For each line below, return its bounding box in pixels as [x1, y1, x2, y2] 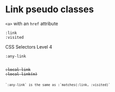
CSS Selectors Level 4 [5, 43, 53, 50]
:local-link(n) [5, 72, 38, 77]
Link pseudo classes [5, 4, 94, 15]
